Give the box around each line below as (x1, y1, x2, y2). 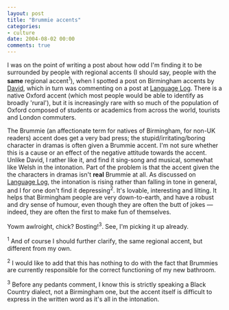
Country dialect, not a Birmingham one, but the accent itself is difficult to (7, 287, 213, 296)
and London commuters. (7, 113, 77, 121)
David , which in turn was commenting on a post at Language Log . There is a (7, 84, 223, 92)
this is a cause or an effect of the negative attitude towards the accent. (7, 148, 207, 157)
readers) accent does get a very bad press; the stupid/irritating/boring (7, 133, 206, 142)
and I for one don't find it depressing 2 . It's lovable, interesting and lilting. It (7, 185, 217, 195)
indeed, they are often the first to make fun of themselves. (7, 208, 171, 217)
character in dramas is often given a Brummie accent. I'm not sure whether (7, 141, 219, 149)
